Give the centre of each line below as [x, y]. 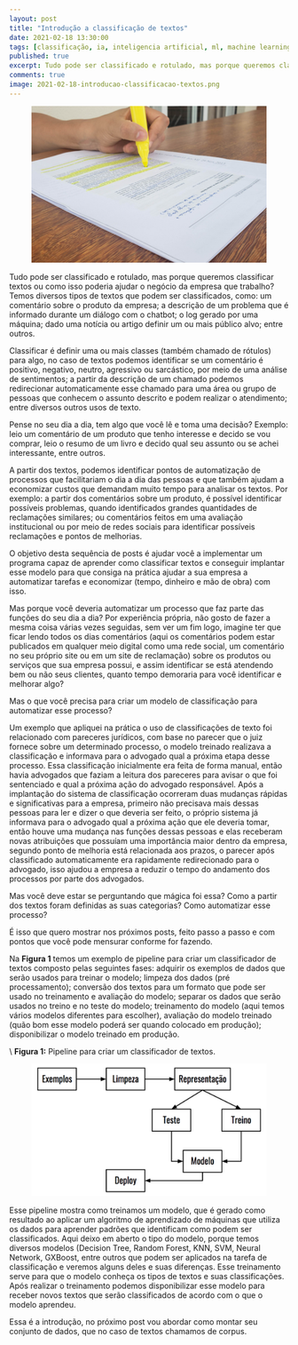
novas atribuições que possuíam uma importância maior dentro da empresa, [149, 841]
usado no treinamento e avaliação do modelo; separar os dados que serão [145, 997]
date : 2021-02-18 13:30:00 [59, 37]
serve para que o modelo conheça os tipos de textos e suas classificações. [147, 1277]
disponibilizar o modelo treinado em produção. [94, 1034]
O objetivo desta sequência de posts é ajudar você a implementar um [136, 553]
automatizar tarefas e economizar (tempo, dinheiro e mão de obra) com [140, 582]
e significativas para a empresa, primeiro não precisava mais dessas [134, 803]
